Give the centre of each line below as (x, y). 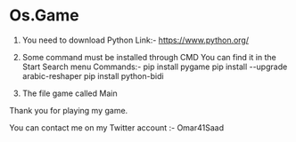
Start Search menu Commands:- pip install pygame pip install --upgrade (155, 67)
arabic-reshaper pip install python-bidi (93, 75)
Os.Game (44, 16)
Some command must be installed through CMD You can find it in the (149, 57)
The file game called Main (70, 93)
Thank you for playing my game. (69, 110)
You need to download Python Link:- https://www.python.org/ (136, 40)
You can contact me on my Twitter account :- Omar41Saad (117, 127)
